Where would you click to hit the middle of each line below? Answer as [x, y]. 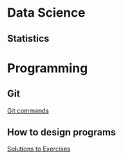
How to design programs [61, 132]
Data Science [46, 13]
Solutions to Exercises [39, 149]
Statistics [28, 39]
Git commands [28, 110]
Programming [48, 68]
